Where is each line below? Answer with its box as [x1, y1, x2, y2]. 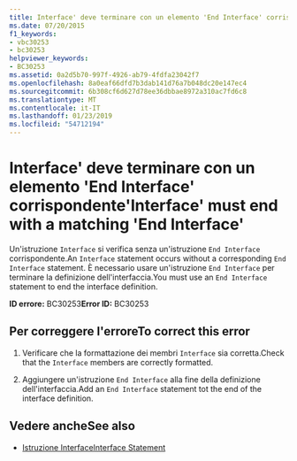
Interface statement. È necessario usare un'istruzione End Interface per [9, 262, 276, 273]
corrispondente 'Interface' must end [9, 196, 278, 216]
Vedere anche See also [9, 419, 135, 434]
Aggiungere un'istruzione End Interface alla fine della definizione [21, 373, 261, 385]
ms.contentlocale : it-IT [9, 104, 101, 112]
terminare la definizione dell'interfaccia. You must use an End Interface [9, 272, 268, 282]
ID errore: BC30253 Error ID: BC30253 [9, 298, 149, 309]
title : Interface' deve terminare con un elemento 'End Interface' [9, 12, 263, 22]
